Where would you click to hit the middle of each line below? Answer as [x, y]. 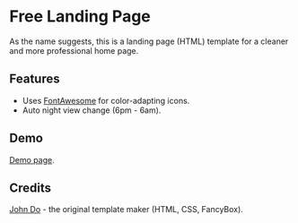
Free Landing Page [80, 17]
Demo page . [32, 159]
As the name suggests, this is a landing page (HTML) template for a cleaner [149, 41]
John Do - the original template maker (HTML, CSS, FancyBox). [127, 210]
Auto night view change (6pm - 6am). [92, 110]
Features [35, 79]
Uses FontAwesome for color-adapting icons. [106, 100]
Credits [31, 188]
